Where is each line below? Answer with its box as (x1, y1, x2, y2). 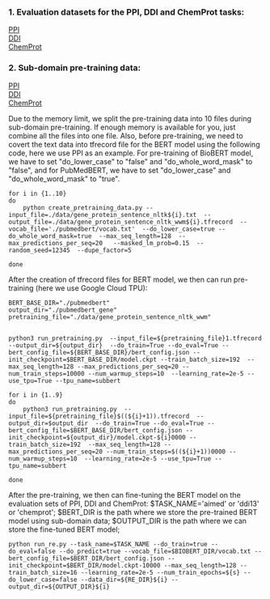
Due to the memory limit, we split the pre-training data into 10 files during (8, 113, 252, 123)
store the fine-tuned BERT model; (8, 525, 120, 534)
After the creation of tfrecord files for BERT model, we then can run (8, 274, 232, 284)
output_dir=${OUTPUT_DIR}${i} (8, 582, 111, 591)
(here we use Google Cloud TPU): (35, 283, 148, 293)
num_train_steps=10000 (8, 369, 85, 378)
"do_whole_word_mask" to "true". (8, 173, 120, 184)
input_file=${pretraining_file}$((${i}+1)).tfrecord (8, 412, 190, 420)
